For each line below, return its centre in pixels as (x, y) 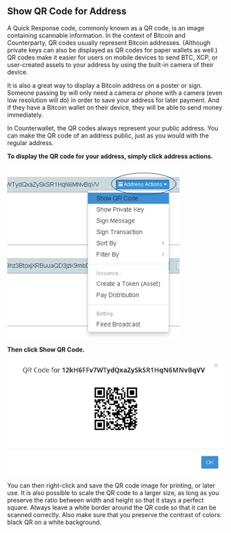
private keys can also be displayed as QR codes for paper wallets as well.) (112, 50)
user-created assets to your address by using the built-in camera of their (110, 64)
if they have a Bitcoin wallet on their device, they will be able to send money (115, 107)
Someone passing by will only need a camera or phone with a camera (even (115, 93)
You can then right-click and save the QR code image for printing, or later (111, 485)
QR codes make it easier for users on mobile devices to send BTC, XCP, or (113, 57)
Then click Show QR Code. (46, 349)
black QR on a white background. (54, 522)
